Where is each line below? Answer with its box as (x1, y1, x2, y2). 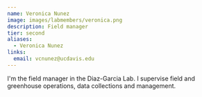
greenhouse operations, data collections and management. (7, 81, 176, 90)
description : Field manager (7, 23, 89, 30)
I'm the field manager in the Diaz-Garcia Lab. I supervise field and (7, 74, 196, 82)
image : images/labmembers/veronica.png (7, 17, 123, 24)
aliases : (7, 36, 33, 43)
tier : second (7, 29, 45, 37)
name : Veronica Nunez (7, 10, 70, 17)
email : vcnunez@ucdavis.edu (13, 55, 95, 62)
